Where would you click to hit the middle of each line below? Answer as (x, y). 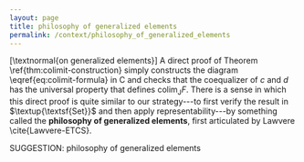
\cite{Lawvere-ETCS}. (51, 131)
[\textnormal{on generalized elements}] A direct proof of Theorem (134, 61)
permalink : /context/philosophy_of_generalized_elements (120, 35)
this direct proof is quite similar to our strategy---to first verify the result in (149, 102)
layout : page (34, 18)
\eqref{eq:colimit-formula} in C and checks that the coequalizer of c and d (149, 80)
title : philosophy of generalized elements (94, 26)
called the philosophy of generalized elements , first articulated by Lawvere (152, 121)
